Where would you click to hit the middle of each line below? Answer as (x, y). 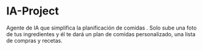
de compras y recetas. (34, 40)
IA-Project (33, 11)
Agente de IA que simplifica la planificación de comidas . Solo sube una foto (101, 28)
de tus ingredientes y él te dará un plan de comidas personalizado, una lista (101, 34)
